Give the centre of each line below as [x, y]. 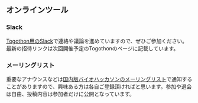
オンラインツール [37, 10]
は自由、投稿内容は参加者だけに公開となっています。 [70, 94]
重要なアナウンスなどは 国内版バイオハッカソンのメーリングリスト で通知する [99, 79]
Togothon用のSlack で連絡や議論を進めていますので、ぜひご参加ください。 [97, 41]
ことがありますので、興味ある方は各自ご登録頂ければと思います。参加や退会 [99, 86]
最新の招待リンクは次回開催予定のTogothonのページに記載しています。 [92, 48]
